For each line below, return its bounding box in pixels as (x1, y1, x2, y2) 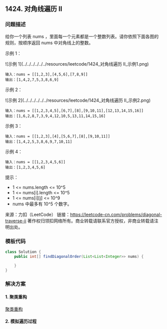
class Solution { (5, 249, 41, 254)
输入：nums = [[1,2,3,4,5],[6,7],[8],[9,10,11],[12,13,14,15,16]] (5, 108, 144, 113)
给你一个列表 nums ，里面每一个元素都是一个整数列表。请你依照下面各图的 (5, 33, 159, 39)
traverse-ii (5, 217, 26, 224)
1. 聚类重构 (5, 294, 27, 299)
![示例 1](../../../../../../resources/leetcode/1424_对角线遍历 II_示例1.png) (5, 61, 149, 67)
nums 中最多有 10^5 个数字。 (12, 201, 72, 207)
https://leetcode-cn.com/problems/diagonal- (70, 211, 162, 217)
